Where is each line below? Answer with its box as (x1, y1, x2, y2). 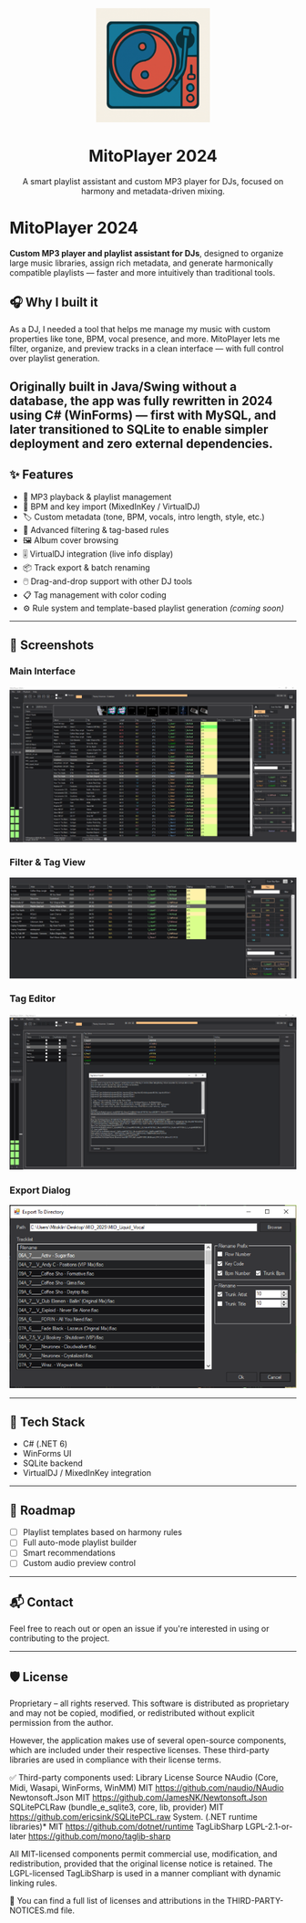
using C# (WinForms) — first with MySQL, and (9, 408, 277, 423)
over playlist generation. (9, 352, 100, 363)
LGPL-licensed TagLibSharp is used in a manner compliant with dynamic (9, 1868, 281, 1879)
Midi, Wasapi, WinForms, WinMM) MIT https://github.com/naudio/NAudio (9, 1782, 284, 1793)
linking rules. (9, 1877, 57, 1888)
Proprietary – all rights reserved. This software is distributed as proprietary (9, 1698, 290, 1709)
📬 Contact (9, 1594, 74, 1610)
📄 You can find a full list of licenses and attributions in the (9, 1896, 225, 1907)
